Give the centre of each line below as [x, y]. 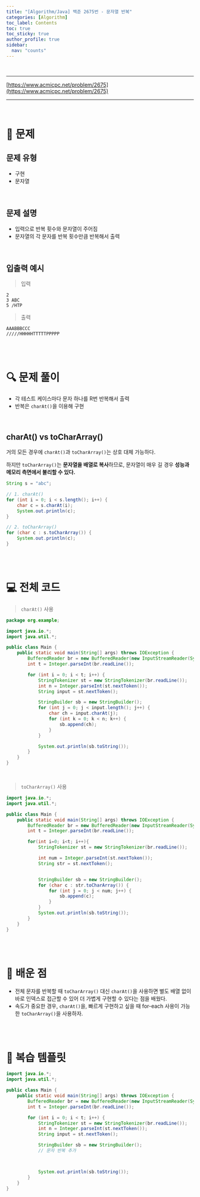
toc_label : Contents [32, 23]
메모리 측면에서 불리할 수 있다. [41, 472]
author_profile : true [33, 39]
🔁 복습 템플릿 [36, 1058]
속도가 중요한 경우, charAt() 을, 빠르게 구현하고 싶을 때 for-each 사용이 [97, 1006]
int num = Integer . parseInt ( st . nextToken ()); [95, 858]
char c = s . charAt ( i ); [45, 505]
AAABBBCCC [18, 329]
